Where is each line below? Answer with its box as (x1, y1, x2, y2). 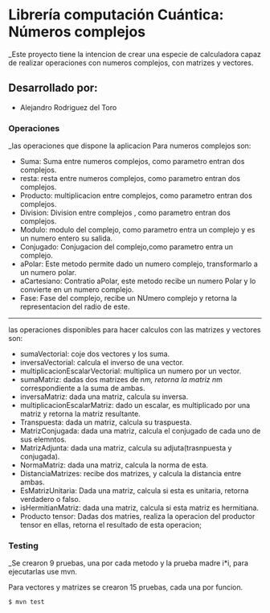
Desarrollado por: (8, 81, 98, 95)
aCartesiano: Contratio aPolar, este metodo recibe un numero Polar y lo (19, 276, 256, 286)
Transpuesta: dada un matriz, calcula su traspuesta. (19, 418, 192, 427)
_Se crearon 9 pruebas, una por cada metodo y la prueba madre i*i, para (8, 558, 249, 568)
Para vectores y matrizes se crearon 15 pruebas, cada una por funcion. (8, 582, 243, 592)
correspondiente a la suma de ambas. (19, 384, 145, 393)
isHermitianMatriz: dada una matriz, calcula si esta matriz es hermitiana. (19, 503, 260, 512)
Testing (8, 540, 39, 551)
